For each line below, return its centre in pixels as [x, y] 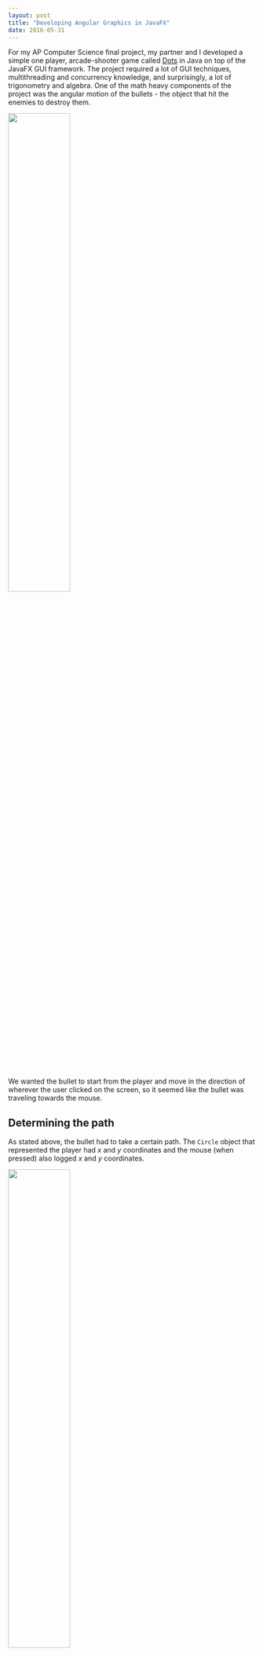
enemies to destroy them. [49, 102]
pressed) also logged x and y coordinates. [76, 1158]
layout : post [29, 15]
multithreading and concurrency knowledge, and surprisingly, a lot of [120, 77]
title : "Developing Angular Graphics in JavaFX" [89, 23]
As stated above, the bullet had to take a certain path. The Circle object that [131, 1142]
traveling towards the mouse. [55, 1098]
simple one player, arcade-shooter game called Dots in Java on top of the [127, 60]
